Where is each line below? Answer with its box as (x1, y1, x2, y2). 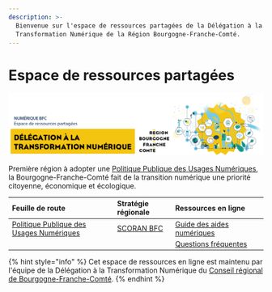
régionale (117, 207, 150, 218)
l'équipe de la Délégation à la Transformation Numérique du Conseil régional (8, 265, 263, 275)
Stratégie (117, 199, 150, 209)
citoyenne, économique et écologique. (8, 180, 137, 190)
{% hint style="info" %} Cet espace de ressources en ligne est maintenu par (8, 257, 263, 267)
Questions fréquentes (175, 239, 248, 248)
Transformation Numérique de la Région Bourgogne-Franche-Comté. (15, 30, 241, 38)
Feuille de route (11, 203, 66, 213)
